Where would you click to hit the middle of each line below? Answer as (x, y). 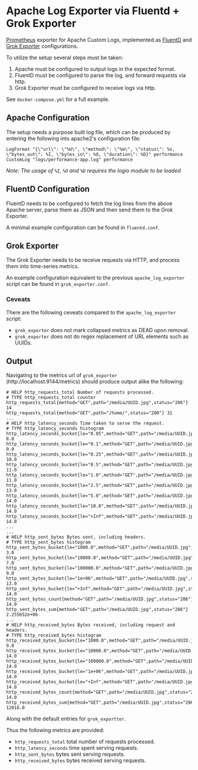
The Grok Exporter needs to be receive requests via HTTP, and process (93, 260)
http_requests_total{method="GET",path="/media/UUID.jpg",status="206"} (97, 403)
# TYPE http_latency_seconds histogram (55, 429)
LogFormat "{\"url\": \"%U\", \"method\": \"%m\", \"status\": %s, (91, 149)
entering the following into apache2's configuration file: (73, 138)
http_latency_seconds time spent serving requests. (76, 748)
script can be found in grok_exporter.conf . (58, 284)
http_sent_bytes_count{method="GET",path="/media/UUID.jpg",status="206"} (100, 599)
